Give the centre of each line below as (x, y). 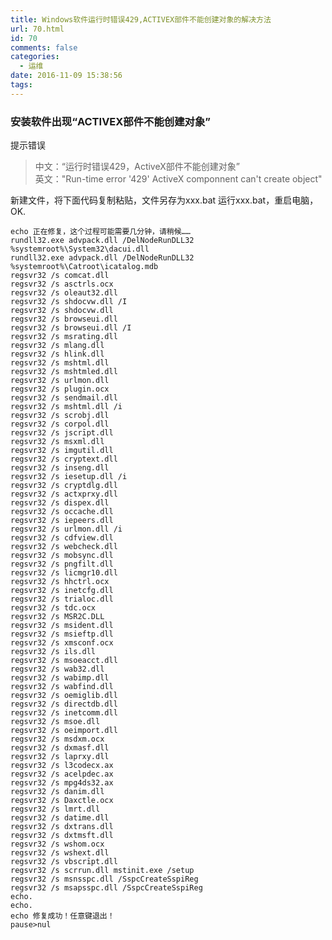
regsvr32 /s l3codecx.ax (62, 766)
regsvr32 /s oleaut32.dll (64, 293)
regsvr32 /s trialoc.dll (62, 599)
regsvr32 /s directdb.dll (64, 704)
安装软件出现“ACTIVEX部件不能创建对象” (110, 121)
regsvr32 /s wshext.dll (60, 853)
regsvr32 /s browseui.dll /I (71, 328)
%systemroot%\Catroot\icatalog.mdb (84, 267)
